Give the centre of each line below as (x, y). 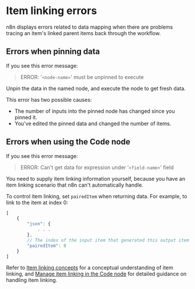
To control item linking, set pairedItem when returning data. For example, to (97, 196)
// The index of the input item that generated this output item (108, 240)
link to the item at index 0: (37, 202)
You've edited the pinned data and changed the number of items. (93, 123)
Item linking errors (52, 11)
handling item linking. (32, 280)
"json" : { (39, 224)
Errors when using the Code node (68, 142)
